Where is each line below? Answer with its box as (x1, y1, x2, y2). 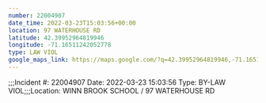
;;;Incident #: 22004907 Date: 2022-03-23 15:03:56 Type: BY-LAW (8, 77, 226, 87)
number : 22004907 (8, 11, 66, 20)
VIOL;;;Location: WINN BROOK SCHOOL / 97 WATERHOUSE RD (8, 86, 215, 95)
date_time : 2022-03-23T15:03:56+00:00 (8, 19, 136, 27)
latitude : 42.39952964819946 (8, 33, 104, 42)
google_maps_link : (8, 56, 69, 64)
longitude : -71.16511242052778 (8, 41, 112, 49)
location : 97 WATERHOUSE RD (8, 26, 101, 34)
